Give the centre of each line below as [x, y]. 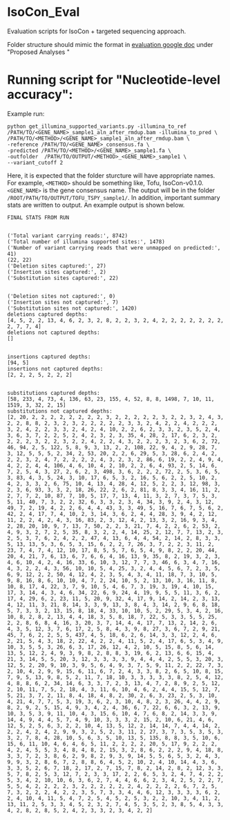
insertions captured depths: [49, 357]
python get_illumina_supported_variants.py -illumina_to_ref [97, 126]
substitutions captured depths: [54, 393]
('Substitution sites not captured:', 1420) [72, 308]
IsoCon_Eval [44, 12]
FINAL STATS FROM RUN [38, 217]
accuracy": [40, 95]
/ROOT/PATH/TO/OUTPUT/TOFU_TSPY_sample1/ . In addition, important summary [114, 197]
